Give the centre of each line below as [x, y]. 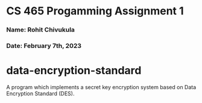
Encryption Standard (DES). [40, 93]
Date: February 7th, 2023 [44, 46]
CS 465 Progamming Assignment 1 [95, 11]
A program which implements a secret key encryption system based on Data [101, 87]
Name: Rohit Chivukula [41, 30]
